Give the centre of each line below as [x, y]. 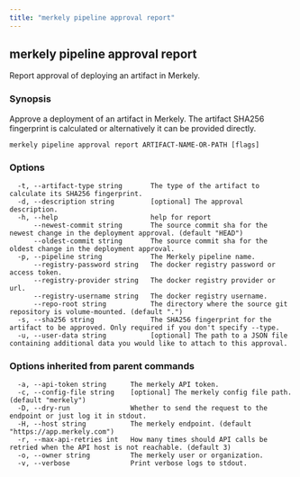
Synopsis [30, 99]
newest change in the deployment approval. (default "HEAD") [127, 234]
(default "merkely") [48, 400]
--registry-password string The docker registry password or [155, 265]
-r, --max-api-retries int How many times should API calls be [143, 440]
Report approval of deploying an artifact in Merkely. [105, 76]
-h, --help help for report [114, 218]
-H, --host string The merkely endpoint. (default [135, 424]
